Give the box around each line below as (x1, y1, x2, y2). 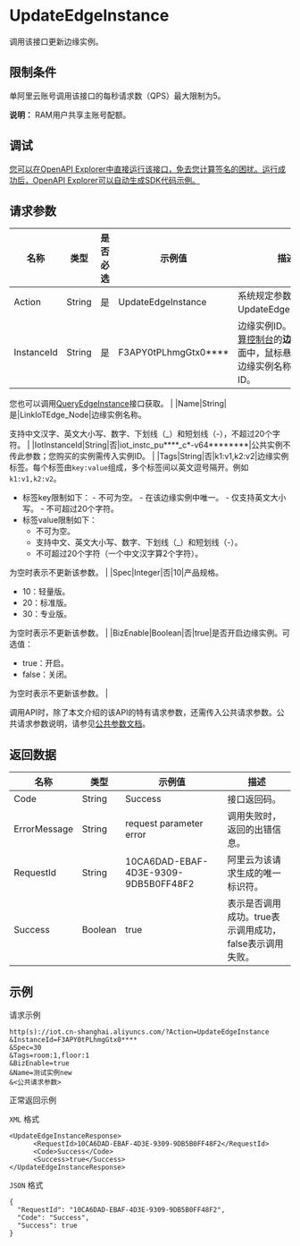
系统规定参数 (237, 290, 292, 303)
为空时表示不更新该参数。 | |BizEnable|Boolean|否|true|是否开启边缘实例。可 (9, 627, 290, 638)
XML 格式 (9, 1114, 40, 1124)
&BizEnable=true (9, 1059, 70, 1068)
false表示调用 (227, 937, 284, 950)
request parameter (124, 817, 204, 830)
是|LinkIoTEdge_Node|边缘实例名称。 (9, 409, 146, 421)
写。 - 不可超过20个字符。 (21, 503, 119, 515)
